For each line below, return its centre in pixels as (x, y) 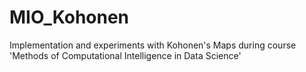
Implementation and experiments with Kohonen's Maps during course (153, 45)
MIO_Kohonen (69, 17)
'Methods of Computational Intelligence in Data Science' (125, 55)
